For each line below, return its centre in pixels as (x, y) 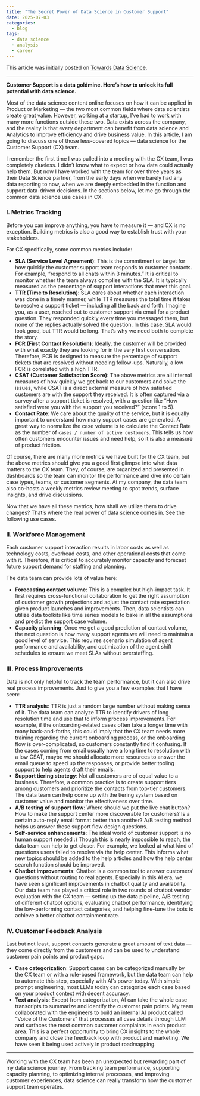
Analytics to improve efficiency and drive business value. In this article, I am (99, 134)
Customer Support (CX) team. (43, 147)
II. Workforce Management (46, 534)
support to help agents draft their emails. (65, 769)
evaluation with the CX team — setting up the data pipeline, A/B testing (102, 896)
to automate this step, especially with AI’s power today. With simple (97, 981)
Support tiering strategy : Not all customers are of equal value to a (96, 776)
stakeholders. (23, 238)
